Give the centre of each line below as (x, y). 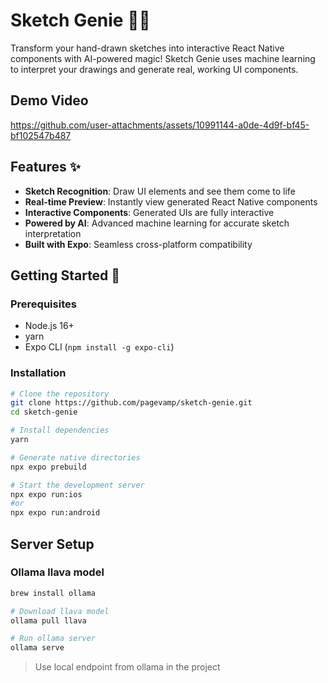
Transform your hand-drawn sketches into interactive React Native (147, 48)
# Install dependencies (60, 430)
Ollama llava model (57, 572)
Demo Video (49, 100)
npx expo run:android (55, 513)
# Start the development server (77, 485)
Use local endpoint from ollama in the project (127, 667)
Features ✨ (45, 167)
